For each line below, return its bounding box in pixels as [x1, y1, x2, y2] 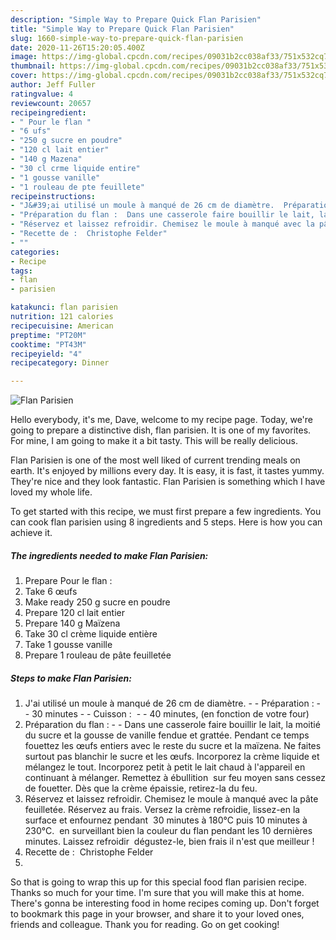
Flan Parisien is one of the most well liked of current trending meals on [10, 454, 301, 466]
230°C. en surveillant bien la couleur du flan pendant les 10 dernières [24, 825, 313, 837]
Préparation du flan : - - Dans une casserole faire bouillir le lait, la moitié [24, 719, 321, 731]
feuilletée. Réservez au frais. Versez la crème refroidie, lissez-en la [24, 804, 301, 816]
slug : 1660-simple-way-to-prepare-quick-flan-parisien [10, 33, 244, 43]
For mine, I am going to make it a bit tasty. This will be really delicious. [10, 435, 298, 447]
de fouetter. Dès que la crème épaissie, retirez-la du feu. [24, 782, 258, 795]
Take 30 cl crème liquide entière [24, 628, 158, 640]
